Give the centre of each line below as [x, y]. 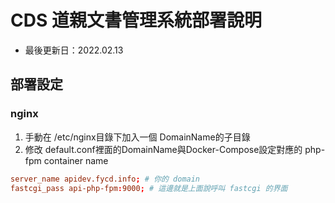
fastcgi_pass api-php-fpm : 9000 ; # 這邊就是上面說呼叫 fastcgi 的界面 [149, 188]
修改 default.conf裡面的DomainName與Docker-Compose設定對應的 [163, 149]
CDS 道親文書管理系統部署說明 [136, 20]
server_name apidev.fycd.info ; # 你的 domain [105, 179]
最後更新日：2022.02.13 [74, 50]
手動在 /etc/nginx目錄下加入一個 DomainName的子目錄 [137, 137]
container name [76, 160]
